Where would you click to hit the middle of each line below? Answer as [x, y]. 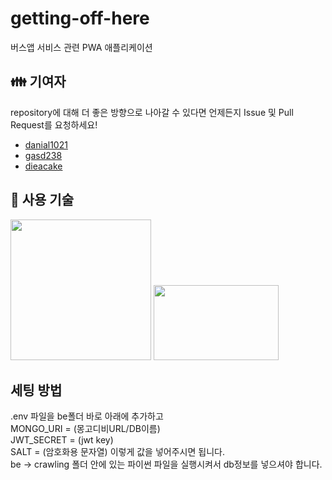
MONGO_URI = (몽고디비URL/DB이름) [85, 429]
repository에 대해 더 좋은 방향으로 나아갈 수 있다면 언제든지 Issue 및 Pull [152, 112]
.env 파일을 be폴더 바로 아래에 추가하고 [87, 416]
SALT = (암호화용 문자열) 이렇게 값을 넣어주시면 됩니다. [117, 452]
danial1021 [46, 144]
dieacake [43, 166]
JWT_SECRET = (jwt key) [62, 440]
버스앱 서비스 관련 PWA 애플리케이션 [81, 47]
